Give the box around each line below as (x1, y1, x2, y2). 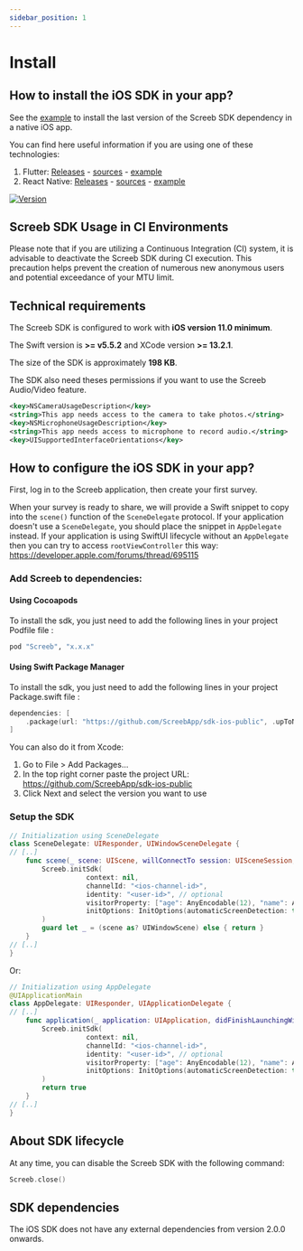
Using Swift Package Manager (9, 661, 124, 673)
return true (41, 1083, 87, 1093)
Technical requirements (9, 298, 146, 313)
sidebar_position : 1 (9, 13, 87, 23)
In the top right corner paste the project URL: (22, 769, 189, 780)
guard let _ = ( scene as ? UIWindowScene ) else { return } (41, 923, 264, 933)
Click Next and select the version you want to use (22, 788, 207, 799)
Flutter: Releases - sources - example (22, 166, 162, 177)
